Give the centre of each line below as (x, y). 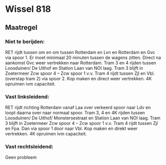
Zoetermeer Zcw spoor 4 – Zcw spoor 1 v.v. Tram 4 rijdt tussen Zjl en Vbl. (80, 73)
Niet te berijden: (25, 42)
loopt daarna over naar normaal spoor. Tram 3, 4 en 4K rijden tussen (75, 113)
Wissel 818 (28, 9)
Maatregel (21, 27)
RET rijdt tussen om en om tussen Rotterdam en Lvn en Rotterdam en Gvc (80, 52)
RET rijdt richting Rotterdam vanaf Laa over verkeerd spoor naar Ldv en (78, 108)
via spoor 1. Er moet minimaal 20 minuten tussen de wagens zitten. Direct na (83, 57)
